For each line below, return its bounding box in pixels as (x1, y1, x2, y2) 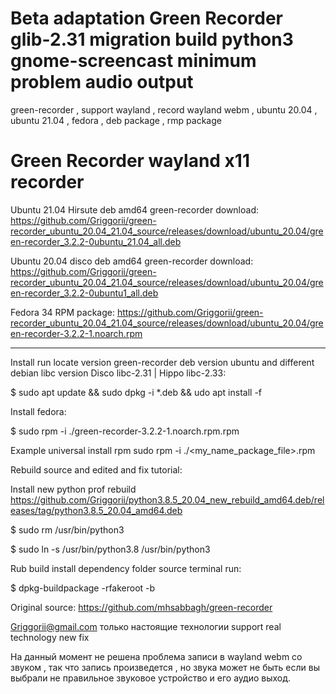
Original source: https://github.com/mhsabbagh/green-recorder (10, 601, 273, 613)
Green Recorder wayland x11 (10, 150, 250, 172)
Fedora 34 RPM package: (10, 306, 115, 318)
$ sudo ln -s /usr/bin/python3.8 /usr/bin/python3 (10, 543, 211, 555)
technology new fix (10, 631, 90, 643)
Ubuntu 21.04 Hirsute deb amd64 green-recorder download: (10, 203, 260, 216)
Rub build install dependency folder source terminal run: (10, 562, 242, 574)
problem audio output (10, 71, 194, 94)
